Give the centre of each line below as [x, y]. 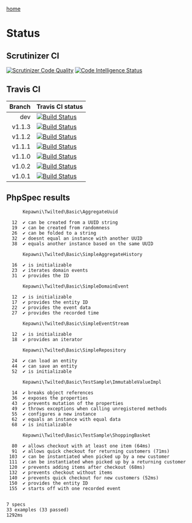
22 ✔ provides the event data [51, 307]
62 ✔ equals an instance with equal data [66, 419]
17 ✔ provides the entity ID [50, 302]
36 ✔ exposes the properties [50, 398]
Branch [20, 106]
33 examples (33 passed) [38, 510]
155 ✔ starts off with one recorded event [65, 488]
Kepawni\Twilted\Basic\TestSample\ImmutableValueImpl [92, 382]
